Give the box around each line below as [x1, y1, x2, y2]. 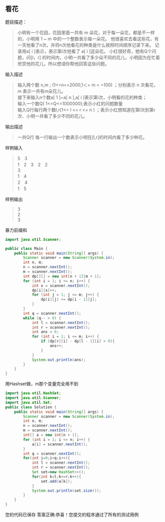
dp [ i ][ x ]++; [31, 288, 57, 293]
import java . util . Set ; [5, 400, 52, 405]
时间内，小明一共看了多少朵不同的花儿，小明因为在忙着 [46, 54, 161, 60]
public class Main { [5, 246, 48, 251]
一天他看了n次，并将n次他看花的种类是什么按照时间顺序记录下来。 [17, 42, 154, 48]
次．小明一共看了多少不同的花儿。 [17, 113, 88, 119]
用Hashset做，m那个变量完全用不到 [5, 381, 79, 387]
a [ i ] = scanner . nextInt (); [31, 442, 88, 447]
